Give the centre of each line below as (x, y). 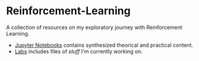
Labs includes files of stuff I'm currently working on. (78, 51)
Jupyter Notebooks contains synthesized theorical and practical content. (104, 45)
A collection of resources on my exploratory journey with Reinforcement (94, 27)
